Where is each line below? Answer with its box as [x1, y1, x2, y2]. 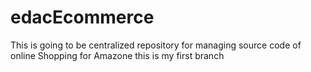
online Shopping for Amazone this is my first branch [10, 49, 225, 61]
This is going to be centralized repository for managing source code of [10, 39, 302, 51]
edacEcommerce [10, 6, 155, 29]
